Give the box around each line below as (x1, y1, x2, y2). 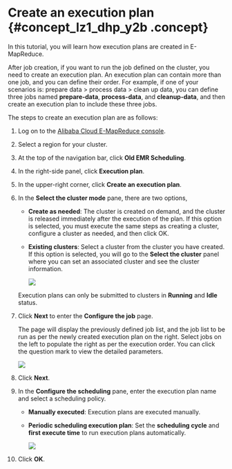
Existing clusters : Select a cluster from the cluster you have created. (28, 242, 225, 250)
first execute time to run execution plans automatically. (28, 428, 186, 436)
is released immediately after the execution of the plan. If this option (28, 214, 222, 223)
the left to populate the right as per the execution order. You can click (17, 340, 215, 348)
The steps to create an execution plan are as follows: (8, 113, 158, 122)
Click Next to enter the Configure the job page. (17, 311, 154, 320)
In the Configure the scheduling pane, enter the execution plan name (17, 387, 217, 395)
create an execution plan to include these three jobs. (8, 100, 157, 108)
